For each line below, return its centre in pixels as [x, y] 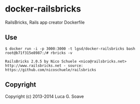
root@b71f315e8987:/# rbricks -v [39, 53]
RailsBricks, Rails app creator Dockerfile [45, 22]
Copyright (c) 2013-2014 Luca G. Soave [44, 96]
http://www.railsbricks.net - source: [44, 66]
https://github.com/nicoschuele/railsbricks [51, 70]
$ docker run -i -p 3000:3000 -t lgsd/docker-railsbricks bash [70, 49]
